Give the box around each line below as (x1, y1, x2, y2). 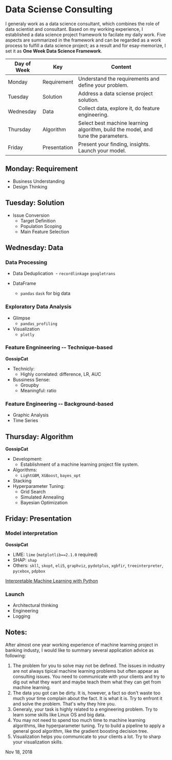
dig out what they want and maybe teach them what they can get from (12, 679, 161, 685)
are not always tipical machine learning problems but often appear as (12, 668, 159, 674)
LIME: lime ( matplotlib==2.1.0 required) (12, 551, 98, 558)
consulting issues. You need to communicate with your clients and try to (12, 673, 165, 679)
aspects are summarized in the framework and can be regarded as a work (5, 37, 161, 43)
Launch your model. (78, 147, 126, 154)
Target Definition (20, 217, 56, 224)
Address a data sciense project (78, 90, 153, 97)
